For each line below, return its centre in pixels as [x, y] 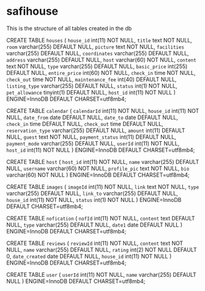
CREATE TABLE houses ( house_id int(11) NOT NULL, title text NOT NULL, [99, 40]
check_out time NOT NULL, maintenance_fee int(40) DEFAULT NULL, [91, 79]
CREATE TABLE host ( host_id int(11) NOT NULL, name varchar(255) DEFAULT [103, 161]
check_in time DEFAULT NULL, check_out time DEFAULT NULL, [85, 123]
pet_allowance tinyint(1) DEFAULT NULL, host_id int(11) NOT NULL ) [91, 92]
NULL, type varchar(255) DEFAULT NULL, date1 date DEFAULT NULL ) [94, 225]
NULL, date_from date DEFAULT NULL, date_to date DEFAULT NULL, [92, 117]
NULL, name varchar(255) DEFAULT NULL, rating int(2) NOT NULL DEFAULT [102, 249]
